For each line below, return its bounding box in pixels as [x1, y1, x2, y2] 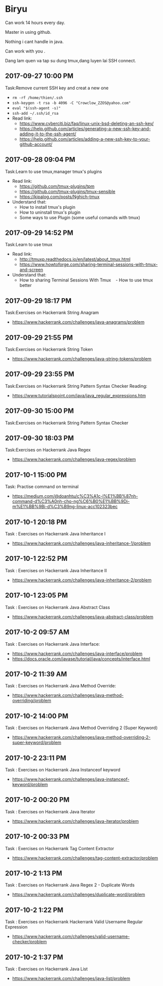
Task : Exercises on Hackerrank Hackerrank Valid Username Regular [5, 919, 143, 925]
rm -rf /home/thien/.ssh [12, 95, 63, 100]
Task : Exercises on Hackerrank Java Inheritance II [5, 567, 107, 573]
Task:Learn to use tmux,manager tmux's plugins [5, 168, 102, 175]
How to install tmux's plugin [19, 204, 76, 210]
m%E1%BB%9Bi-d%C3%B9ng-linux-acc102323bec [12, 504, 118, 509]
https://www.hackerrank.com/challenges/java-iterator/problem [12, 818, 139, 824]
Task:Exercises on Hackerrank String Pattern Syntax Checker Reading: [5, 383, 148, 389]
